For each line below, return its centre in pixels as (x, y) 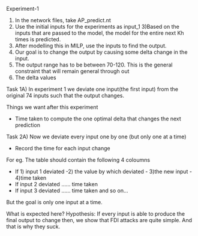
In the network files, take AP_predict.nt (63, 20)
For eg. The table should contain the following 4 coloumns (78, 160)
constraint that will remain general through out (72, 71)
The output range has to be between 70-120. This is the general (94, 65)
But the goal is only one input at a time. (55, 202)
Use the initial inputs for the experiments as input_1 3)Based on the (97, 27)
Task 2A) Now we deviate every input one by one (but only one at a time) (96, 137)
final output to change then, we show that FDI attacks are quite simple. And (99, 220)
